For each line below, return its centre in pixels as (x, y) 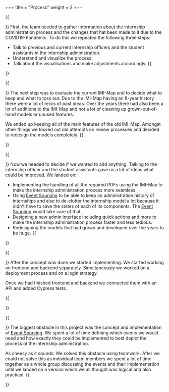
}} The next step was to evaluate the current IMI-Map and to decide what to (84, 93)
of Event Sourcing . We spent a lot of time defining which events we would (82, 333)
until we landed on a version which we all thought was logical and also (78, 369)
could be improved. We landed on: (41, 175)
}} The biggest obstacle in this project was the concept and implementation (83, 327)
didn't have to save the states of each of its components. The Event (83, 206)
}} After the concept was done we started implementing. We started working (84, 262)
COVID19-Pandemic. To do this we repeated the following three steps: (78, 38)
